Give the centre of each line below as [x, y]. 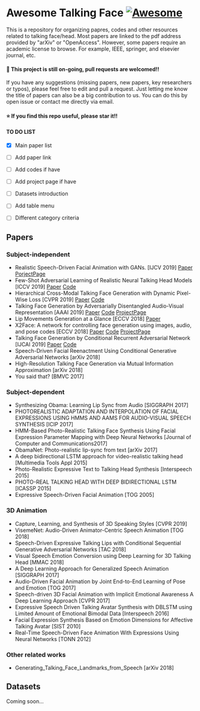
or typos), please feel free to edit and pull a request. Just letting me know [97, 89]
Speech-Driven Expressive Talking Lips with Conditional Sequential [98, 543]
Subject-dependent [35, 392]
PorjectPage [30, 274]
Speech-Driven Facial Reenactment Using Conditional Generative [96, 351]
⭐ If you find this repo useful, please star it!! [62, 116]
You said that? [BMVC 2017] [49, 376]
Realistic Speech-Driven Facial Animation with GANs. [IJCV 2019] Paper [104, 268]
